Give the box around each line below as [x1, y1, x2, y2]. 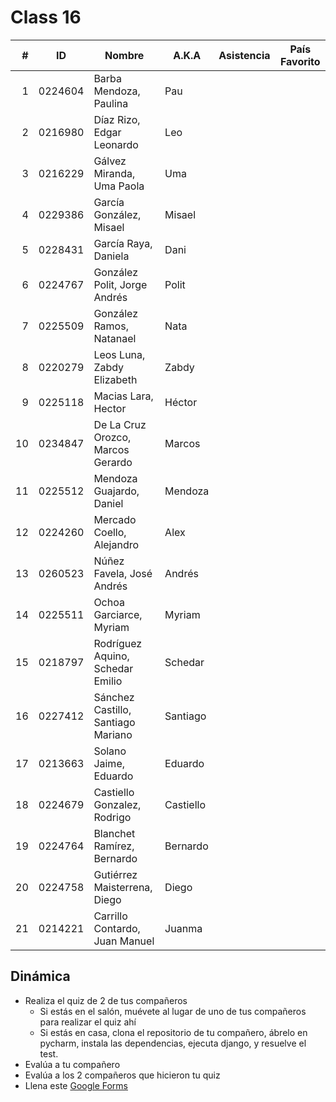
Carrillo [93, 909, 128, 923]
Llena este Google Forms [24, 1079, 128, 1091]
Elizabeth [93, 372, 138, 386]
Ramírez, [93, 839, 135, 853]
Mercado [93, 512, 137, 526]
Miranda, [93, 166, 136, 180]
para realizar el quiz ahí [39, 1016, 137, 1028]
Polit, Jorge [93, 277, 148, 291]
